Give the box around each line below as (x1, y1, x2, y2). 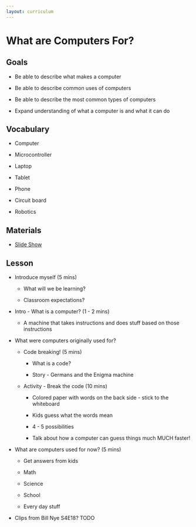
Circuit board (14, 197, 47, 204)
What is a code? (32, 360, 72, 367)
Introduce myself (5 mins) (14, 274, 77, 281)
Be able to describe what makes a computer (14, 73, 121, 80)
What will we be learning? (23, 285, 86, 292)
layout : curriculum (6, 8, 54, 15)
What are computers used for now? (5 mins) (14, 446, 121, 453)
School (23, 492, 41, 499)
